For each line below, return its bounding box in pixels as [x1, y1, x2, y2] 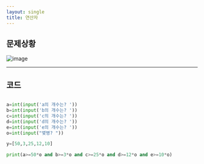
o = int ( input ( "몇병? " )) [6, 130, 64, 136]
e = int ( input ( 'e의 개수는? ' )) [6, 124, 78, 131]
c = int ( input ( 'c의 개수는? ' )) [6, 113, 78, 119]
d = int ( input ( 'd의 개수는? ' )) [6, 118, 78, 125]
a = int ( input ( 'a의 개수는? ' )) [6, 101, 78, 108]
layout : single [6, 9, 45, 15]
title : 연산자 [6, 15, 38, 21]
